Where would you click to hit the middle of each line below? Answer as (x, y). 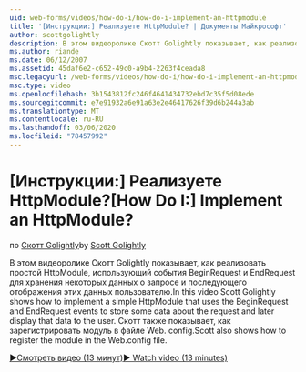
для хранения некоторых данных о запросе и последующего (128, 282)
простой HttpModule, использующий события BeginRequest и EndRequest (153, 272)
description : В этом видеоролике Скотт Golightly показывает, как (138, 43)
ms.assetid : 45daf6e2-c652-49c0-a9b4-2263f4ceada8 (107, 69)
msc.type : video (40, 85)
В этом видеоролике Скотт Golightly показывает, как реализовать (138, 262)
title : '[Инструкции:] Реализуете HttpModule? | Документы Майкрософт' (148, 26)
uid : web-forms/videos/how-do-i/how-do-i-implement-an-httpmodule (138, 18)
